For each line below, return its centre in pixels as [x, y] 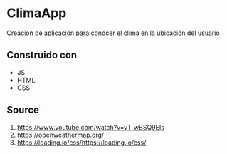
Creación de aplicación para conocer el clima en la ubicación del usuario [113, 33]
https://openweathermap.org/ [60, 135]
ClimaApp [37, 13]
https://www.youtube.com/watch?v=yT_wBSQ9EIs [91, 127]
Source [23, 110]
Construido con [42, 55]
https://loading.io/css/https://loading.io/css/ [81, 142]
